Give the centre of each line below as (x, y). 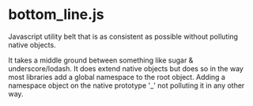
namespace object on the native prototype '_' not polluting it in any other (126, 85)
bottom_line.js (56, 15)
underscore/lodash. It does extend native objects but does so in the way (126, 68)
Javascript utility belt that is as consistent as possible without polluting (123, 36)
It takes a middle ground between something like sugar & (101, 60)
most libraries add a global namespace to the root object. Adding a (117, 77)
